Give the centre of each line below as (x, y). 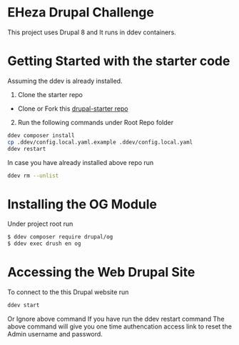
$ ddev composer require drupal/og (60, 237)
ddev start (24, 305)
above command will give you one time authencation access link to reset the (119, 326)
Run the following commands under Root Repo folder (95, 122)
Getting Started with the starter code (119, 61)
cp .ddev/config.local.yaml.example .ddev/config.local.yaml (100, 142)
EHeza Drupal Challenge (81, 12)
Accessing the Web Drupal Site (101, 272)
